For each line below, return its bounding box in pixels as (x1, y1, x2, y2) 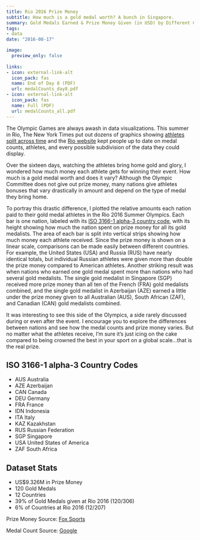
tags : (6, 25, 20, 32)
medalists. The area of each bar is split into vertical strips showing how (6, 230, 180, 237)
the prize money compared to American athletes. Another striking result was (6, 262, 193, 269)
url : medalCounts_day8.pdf (11, 86, 79, 92)
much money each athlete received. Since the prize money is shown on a (6, 236, 186, 243)
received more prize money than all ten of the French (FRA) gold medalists (6, 281, 189, 288)
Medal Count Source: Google (6, 527, 77, 534)
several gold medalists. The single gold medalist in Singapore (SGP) (6, 274, 173, 281)
